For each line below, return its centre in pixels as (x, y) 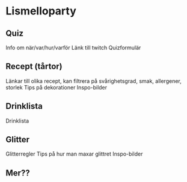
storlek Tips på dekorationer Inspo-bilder (57, 87)
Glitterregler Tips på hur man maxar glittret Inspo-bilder (74, 154)
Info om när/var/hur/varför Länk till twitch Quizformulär (73, 47)
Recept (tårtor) (34, 66)
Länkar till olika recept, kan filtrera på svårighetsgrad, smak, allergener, (93, 81)
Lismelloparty (41, 11)
